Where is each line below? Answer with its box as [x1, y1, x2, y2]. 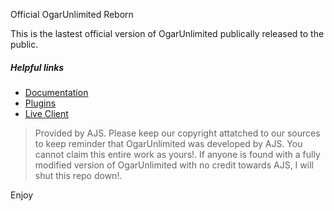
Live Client [24, 107, 69, 119]
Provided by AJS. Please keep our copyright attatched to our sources [34, 127, 321, 139]
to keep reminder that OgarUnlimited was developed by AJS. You [34, 137, 303, 149]
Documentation [24, 86, 89, 98]
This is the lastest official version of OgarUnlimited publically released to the [10, 28, 325, 39]
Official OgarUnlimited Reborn [10, 9, 134, 20]
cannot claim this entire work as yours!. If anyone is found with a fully [34, 148, 321, 160]
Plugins [24, 97, 57, 109]
